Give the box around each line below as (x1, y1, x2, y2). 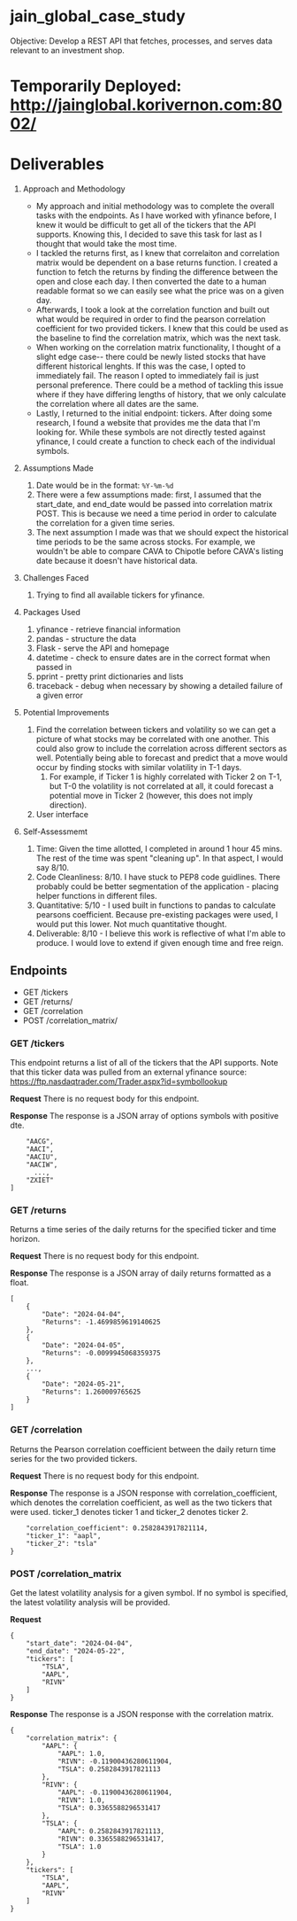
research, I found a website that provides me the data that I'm (35, 418, 261, 428)
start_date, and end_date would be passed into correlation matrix (35, 499, 273, 510)
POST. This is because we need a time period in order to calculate (35, 508, 278, 519)
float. (10, 1277, 29, 1288)
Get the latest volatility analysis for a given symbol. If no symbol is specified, (10, 1588, 288, 1598)
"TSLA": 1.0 (57, 1842, 102, 1852)
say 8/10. (35, 863, 70, 873)
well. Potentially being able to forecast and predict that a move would (35, 753, 288, 763)
